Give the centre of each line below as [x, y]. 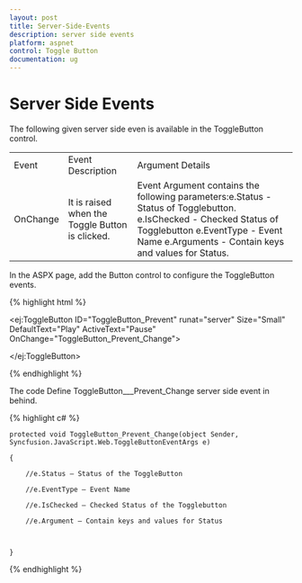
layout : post [34, 18]
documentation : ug [44, 59]
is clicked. [89, 236]
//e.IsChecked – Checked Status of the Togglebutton [126, 505]
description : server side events [72, 34]
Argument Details [174, 165]
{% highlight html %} [48, 301]
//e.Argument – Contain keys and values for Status [124, 521]
